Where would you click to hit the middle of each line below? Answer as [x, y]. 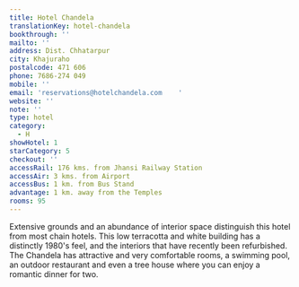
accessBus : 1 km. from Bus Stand [72, 185]
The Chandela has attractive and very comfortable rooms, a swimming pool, [149, 255]
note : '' [26, 109]
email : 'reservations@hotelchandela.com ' [96, 92]
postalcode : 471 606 [48, 68]
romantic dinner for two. [54, 274]
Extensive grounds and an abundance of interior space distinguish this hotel [150, 226]
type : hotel [31, 117]
